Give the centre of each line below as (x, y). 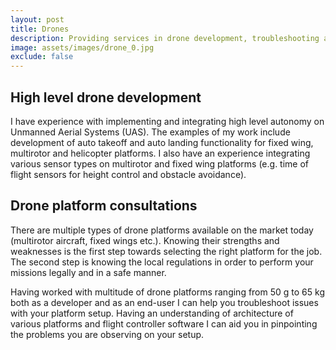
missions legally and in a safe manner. (88, 272)
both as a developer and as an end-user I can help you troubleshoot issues (164, 302)
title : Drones (40, 29)
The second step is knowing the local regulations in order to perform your (162, 262)
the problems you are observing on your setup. (107, 334)
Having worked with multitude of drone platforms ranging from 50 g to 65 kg (167, 292)
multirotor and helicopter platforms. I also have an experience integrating (160, 153)
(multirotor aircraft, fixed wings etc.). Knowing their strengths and (145, 240)
